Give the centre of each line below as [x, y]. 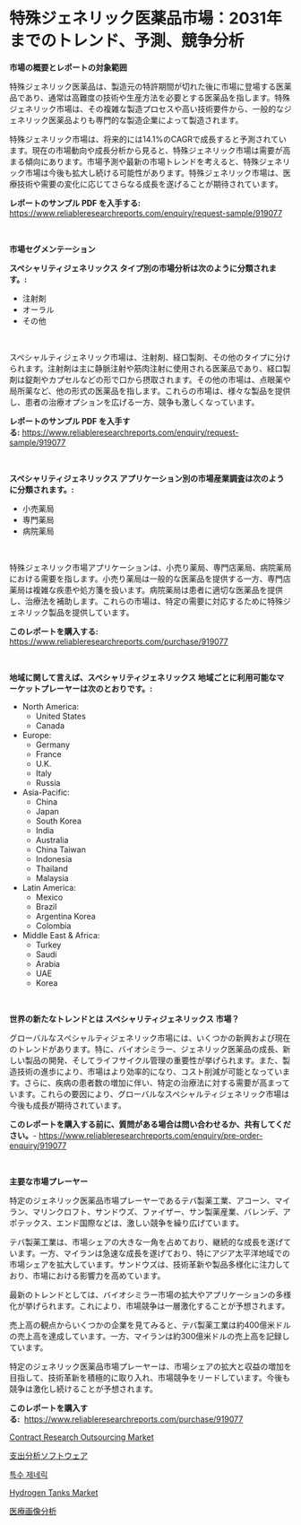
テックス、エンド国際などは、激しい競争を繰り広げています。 [130, 1223]
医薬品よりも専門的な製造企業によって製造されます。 [146, 120]
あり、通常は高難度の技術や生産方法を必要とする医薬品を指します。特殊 [158, 97]
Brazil [46, 906]
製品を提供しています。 [91, 612]
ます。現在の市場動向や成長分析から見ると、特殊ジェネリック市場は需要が [146, 150]
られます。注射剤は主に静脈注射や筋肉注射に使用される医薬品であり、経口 [146, 368]
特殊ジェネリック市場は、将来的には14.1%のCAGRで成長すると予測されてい [148, 139]
